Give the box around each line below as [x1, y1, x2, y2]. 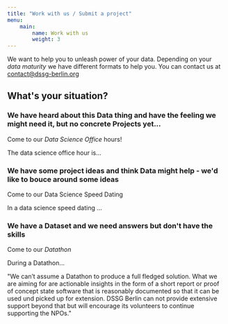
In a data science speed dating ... [7, 204, 103, 212]
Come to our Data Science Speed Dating [7, 190, 124, 198]
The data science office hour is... [7, 148, 102, 157]
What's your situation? [7, 89, 108, 101]
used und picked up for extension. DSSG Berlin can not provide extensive [7, 294, 218, 302]
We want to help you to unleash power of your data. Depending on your [7, 55, 212, 63]
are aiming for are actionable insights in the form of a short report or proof [7, 280, 220, 288]
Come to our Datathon [7, 246, 72, 254]
